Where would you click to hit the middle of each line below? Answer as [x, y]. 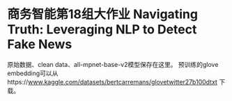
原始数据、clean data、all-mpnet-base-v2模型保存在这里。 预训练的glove [113, 64]
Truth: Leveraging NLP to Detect [102, 30]
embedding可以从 [33, 73]
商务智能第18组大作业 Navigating [103, 14]
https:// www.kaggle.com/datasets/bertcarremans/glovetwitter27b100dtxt [113, 81]
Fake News [40, 44]
